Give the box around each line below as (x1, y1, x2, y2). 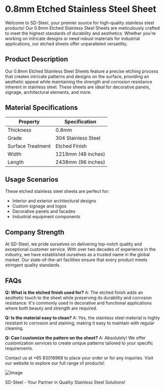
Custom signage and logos (12, 203, 67, 209)
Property (18, 118, 40, 125)
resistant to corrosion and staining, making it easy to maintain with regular (5, 320, 155, 326)
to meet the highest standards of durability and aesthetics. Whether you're (5, 30, 156, 36)
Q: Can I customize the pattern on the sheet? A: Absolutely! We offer (5, 335, 146, 341)
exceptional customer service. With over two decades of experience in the (5, 246, 156, 252)
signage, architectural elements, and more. (5, 89, 92, 95)
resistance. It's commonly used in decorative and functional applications (5, 300, 152, 306)
